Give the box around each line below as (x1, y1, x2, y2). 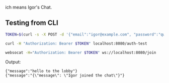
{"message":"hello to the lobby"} (5, 68, 78, 74)
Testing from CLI (5, 18, 59, 27)
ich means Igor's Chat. (5, 4, 52, 10)
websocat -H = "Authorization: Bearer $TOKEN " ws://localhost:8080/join (5, 50, 156, 55)
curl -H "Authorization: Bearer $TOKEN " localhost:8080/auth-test (5, 41, 147, 46)
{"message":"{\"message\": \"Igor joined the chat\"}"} (5, 73, 125, 78)
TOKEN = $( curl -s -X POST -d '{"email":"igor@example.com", (5, 32, 132, 37)
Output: (5, 59, 21, 65)
